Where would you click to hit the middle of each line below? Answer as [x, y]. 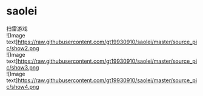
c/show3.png [23, 67]
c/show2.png [23, 48]
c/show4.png [23, 86]
